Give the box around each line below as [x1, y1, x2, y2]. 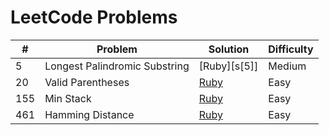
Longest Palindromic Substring [44, 59, 190, 73]
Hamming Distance [44, 107, 135, 121]
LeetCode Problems [10, 6, 178, 29]
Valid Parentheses [44, 75, 130, 89]
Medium [268, 59, 307, 73]
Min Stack [44, 91, 92, 105]
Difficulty [268, 42, 314, 56]
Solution [208, 42, 250, 56]
